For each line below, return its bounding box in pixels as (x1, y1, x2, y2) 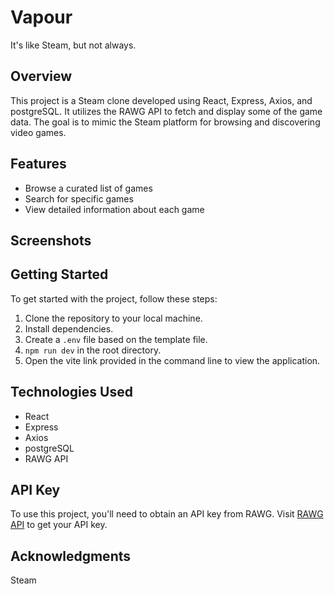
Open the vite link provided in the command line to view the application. (24, 354, 321, 366)
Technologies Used (10, 384, 133, 401)
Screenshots (10, 232, 92, 249)
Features (10, 156, 67, 173)
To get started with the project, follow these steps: (10, 292, 218, 305)
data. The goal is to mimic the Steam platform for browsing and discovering (10, 116, 321, 128)
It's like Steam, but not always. (10, 39, 137, 51)
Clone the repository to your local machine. (24, 312, 203, 324)
